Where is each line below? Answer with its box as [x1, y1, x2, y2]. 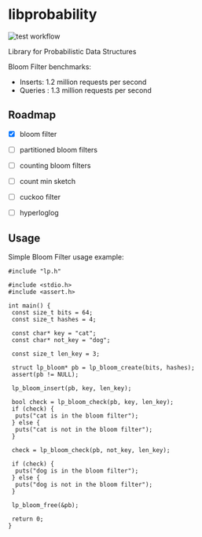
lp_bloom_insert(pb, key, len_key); [11, 384, 132, 392]
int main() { [8, 301, 51, 310]
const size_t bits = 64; [11, 308, 93, 316]
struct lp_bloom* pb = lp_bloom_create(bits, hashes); [11, 363, 195, 371]
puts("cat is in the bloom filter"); [15, 411, 139, 420]
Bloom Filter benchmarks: [8, 61, 92, 72]
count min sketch [19, 176, 76, 186]
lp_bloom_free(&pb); [11, 501, 79, 509]
